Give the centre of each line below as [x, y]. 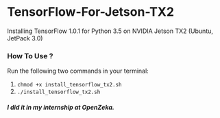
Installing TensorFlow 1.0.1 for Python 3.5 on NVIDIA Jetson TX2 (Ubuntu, [110, 31]
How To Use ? [30, 56]
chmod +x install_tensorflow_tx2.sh [69, 85]
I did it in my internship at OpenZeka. [61, 107]
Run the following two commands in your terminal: [78, 71]
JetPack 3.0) [25, 38]
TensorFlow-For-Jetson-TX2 [91, 12]
